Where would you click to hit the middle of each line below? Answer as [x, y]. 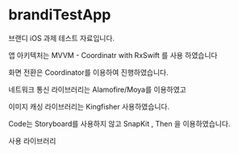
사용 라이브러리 [32, 141]
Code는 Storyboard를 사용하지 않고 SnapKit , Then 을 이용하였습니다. [119, 123]
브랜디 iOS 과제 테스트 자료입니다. [62, 38]
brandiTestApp [60, 15]
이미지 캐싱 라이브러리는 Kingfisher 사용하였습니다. [89, 106]
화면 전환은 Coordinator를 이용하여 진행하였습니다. [89, 72]
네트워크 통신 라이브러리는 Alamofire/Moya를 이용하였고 [98, 89]
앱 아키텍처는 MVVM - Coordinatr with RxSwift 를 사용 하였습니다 [113, 55]
